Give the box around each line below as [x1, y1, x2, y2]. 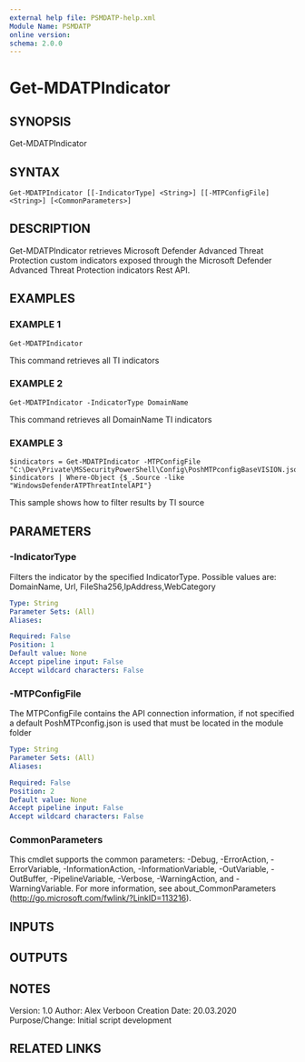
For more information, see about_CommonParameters [75, 883, 277, 894]
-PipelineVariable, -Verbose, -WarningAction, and [49, 874, 234, 885]
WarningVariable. [9, 883, 74, 894]
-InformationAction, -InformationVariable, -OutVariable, [63, 864, 270, 875]
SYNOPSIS [9, 114, 72, 129]
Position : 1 [9, 640, 54, 650]
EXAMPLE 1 [9, 318, 62, 331]
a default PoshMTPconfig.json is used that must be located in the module [9, 717, 284, 728]
